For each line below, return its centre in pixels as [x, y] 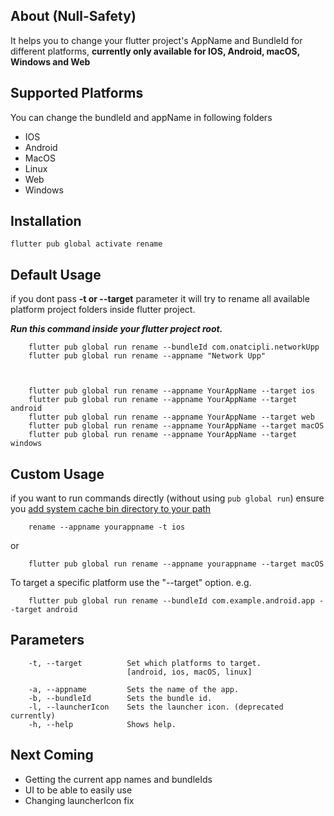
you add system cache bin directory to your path [111, 509]
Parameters [47, 640]
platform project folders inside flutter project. [103, 310]
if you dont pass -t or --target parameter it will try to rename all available [160, 299]
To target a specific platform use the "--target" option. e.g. [131, 583]
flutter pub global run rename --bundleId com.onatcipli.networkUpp [174, 347]
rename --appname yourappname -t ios [107, 527]
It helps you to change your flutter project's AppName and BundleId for [156, 40]
